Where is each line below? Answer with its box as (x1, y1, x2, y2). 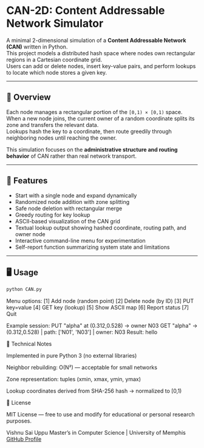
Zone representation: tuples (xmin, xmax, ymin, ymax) (6, 376, 141, 383)
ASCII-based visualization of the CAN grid (15, 217, 120, 225)
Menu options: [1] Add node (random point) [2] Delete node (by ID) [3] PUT (6, 297, 194, 305)
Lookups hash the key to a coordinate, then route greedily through (6, 127, 172, 135)
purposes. (6, 417, 32, 425)
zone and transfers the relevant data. (6, 121, 99, 128)
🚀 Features (6, 175, 48, 186)
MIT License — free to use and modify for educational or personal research (6, 411, 195, 418)
